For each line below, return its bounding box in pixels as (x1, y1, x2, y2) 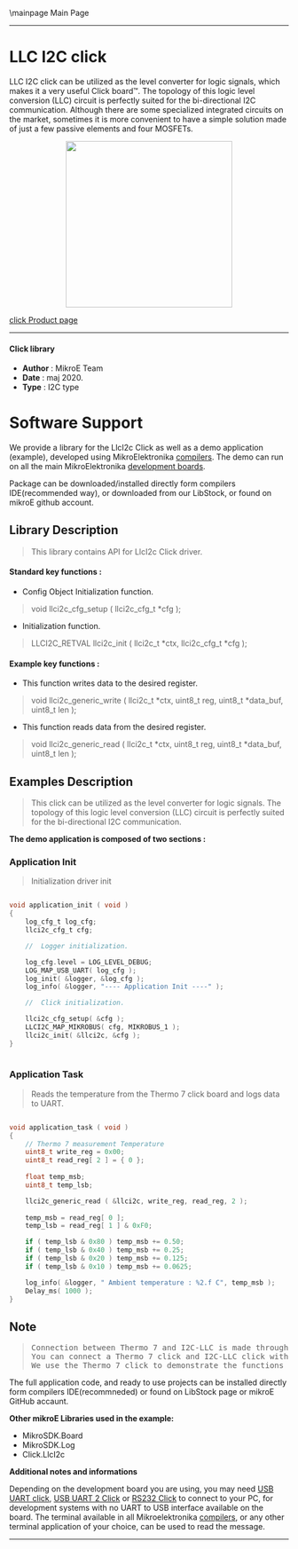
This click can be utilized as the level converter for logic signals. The (30, 798, 282, 808)
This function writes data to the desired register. (21, 678, 198, 688)
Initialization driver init (30, 876, 112, 886)
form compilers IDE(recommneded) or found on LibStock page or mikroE (9, 1387, 275, 1397)
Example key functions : (9, 658, 100, 669)
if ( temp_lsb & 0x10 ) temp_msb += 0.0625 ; (25, 1262, 192, 1271)
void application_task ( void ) (9, 1122, 129, 1132)
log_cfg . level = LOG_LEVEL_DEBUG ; (25, 957, 153, 966)
